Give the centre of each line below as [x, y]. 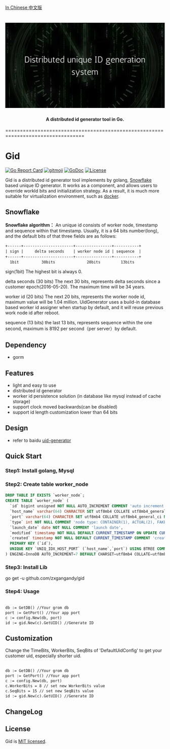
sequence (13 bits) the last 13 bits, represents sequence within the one [79, 323]
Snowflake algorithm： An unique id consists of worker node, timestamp [81, 225]
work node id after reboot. [32, 313]
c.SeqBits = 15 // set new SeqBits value [50, 691]
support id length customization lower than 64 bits [65, 412]
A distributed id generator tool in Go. [85, 119]
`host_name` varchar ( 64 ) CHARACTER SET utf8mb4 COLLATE [70, 512]
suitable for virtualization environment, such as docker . [62, 196]
